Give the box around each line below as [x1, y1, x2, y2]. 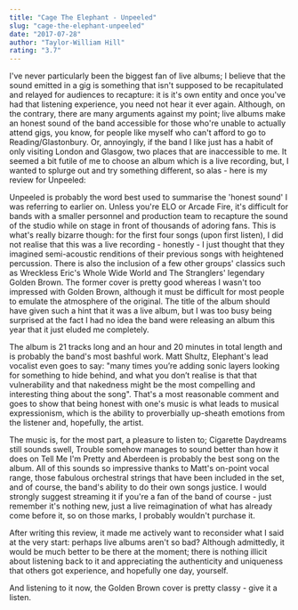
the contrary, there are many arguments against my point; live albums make [9, 109, 286, 119]
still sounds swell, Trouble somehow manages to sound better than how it [9, 444, 278, 455]
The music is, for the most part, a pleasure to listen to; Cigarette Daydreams [9, 435, 287, 445]
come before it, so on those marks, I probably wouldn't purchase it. [9, 510, 255, 521]
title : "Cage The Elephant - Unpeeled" [9, 12, 157, 22]
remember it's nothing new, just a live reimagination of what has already [9, 500, 273, 512]
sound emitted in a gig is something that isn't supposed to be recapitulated [9, 80, 284, 91]
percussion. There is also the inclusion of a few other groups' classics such [9, 258, 286, 269]
